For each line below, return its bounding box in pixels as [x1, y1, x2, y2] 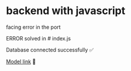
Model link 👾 [6, 58, 36, 65]
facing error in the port [6, 23, 61, 31]
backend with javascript [6, 4, 126, 18]
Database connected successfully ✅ [6, 46, 94, 53]
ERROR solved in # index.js [6, 35, 71, 42]
